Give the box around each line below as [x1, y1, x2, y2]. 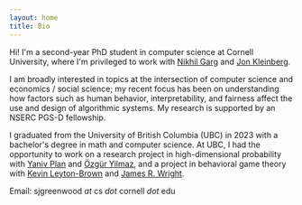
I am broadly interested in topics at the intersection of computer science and [9, 73, 294, 84]
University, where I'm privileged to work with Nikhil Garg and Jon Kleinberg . [9, 56, 291, 67]
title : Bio [9, 22, 50, 31]
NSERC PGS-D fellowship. [9, 112, 106, 123]
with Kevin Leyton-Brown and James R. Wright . [9, 168, 185, 179]
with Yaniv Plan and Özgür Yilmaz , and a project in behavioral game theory [9, 158, 287, 169]
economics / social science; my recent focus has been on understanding [9, 83, 279, 94]
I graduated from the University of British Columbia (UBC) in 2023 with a [9, 129, 279, 140]
